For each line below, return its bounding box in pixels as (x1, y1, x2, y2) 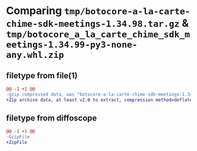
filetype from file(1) (6, 70, 78, 80)
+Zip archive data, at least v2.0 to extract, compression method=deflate (6, 97, 193, 103)
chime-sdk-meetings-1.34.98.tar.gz (6, 19, 180, 30)
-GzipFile (6, 134, 30, 140)
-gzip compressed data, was (6, 91, 75, 97)
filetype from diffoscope (6, 113, 97, 123)
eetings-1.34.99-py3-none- (6, 39, 138, 50)
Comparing (6, 4, 62, 18)
